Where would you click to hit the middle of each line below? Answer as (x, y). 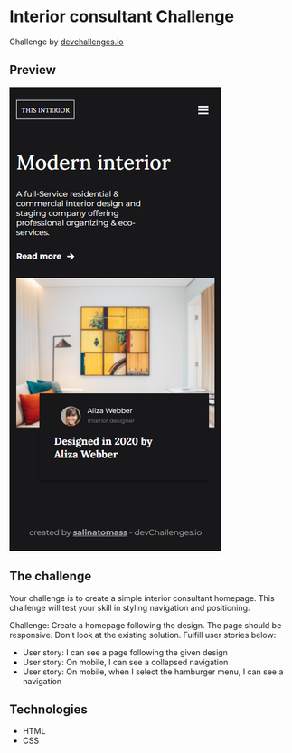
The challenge (51, 576)
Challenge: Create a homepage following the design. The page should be (146, 625)
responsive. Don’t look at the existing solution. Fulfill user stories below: (143, 635)
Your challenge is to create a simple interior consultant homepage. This (142, 598)
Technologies (49, 709)
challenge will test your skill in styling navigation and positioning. (130, 607)
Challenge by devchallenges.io (66, 42)
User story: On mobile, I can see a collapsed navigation (125, 662)
